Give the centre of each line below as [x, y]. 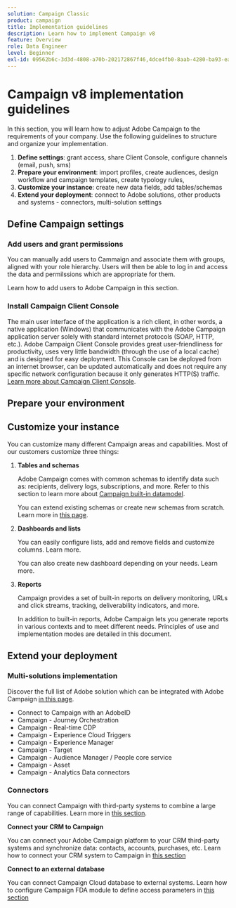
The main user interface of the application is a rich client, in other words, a [115, 321]
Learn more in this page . [53, 514]
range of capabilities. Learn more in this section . [77, 813]
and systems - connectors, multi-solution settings [90, 202]
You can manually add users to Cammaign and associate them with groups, [116, 259]
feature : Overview [34, 40]
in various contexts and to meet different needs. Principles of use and [118, 626]
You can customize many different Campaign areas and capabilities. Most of [118, 444]
